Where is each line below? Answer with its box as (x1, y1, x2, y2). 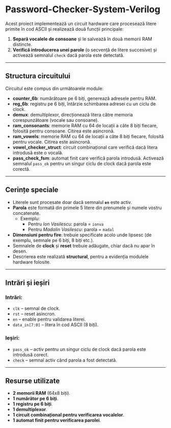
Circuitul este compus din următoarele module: (5, 85, 104, 92)
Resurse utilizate (5, 376, 60, 385)
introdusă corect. (12, 351, 49, 357)
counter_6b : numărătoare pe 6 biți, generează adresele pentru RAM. (12, 95, 157, 101)
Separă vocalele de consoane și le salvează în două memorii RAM (12, 36, 153, 42)
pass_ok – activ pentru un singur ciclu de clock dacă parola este (12, 346, 146, 352)
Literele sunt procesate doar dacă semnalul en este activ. (12, 199, 132, 205)
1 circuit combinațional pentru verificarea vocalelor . (12, 412, 125, 418)
